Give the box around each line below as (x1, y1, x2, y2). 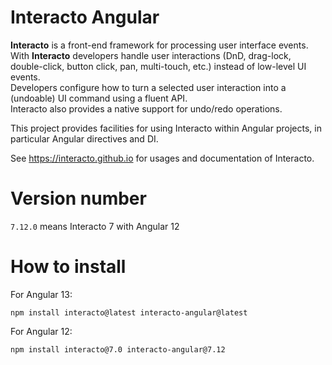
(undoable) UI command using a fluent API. (10, 92, 188, 104)
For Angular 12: (10, 325, 73, 337)
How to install (10, 256, 127, 278)
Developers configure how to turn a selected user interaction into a (10, 81, 287, 93)
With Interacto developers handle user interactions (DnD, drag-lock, (10, 49, 292, 61)
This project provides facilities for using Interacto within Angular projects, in (10, 122, 322, 134)
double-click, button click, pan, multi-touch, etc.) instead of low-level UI (10, 60, 307, 72)
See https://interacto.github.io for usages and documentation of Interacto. (10, 152, 315, 164)
